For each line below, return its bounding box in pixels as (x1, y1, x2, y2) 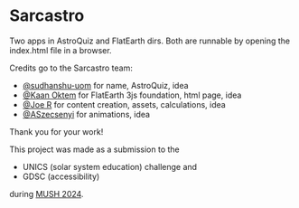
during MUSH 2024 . (9, 188, 84, 199)
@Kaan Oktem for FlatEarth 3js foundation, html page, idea (22, 90, 242, 100)
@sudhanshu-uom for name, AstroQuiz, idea (22, 80, 189, 90)
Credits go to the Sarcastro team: (9, 62, 133, 73)
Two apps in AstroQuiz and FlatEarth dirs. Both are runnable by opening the (9, 35, 291, 46)
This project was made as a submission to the (9, 144, 180, 155)
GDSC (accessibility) (22, 171, 100, 182)
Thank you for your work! (9, 126, 104, 137)
